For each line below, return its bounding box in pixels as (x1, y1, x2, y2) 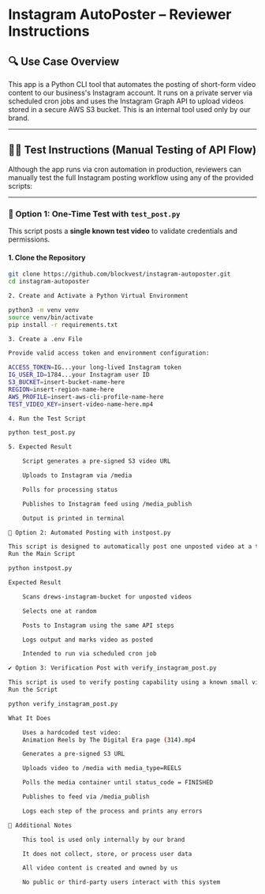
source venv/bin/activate (8, 314, 93, 321)
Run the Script (8, 686, 58, 694)
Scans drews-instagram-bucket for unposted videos (22, 592, 192, 601)
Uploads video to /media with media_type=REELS (22, 764, 181, 772)
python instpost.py (8, 565, 73, 573)
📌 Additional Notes (8, 821, 73, 829)
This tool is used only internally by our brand (22, 836, 185, 843)
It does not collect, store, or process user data (22, 850, 192, 858)
